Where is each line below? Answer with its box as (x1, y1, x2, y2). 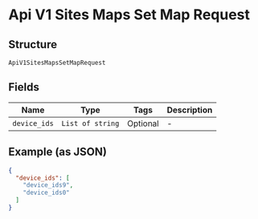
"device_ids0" (23, 189, 70, 197)
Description (166, 104, 213, 116)
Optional (127, 118, 159, 129)
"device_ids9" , (23, 181, 74, 189)
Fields (8, 80, 40, 94)
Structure (8, 38, 58, 51)
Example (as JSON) (8, 145, 107, 159)
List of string (61, 119, 120, 128)
